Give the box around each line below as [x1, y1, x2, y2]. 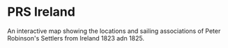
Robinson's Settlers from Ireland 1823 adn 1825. [7, 34, 145, 42]
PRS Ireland [7, 4, 75, 20]
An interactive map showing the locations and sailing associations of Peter [7, 27, 221, 35]
